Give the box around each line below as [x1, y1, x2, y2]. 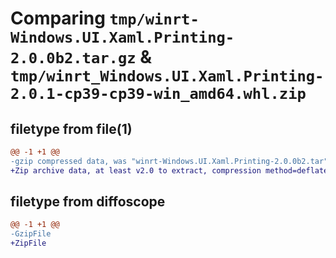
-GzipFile [10, 229, 52, 239]
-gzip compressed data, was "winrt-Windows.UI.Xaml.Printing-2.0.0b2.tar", [10, 156, 333, 166]
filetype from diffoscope [10, 193, 166, 211]
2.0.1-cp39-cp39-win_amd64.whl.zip [10, 85, 307, 104]
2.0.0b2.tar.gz [10, 49, 137, 68]
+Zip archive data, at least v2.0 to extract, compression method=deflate [10, 165, 329, 176]
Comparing [10, 7, 106, 30]
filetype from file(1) [10, 120, 133, 137]
